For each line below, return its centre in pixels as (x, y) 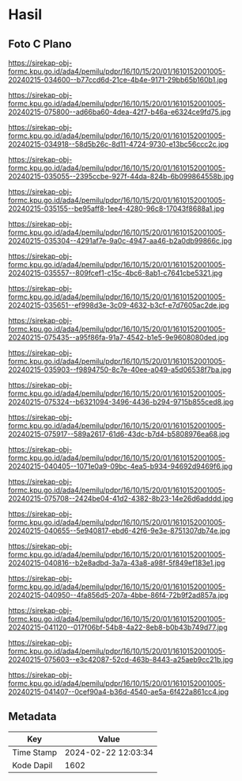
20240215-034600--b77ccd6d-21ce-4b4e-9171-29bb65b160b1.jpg (118, 80)
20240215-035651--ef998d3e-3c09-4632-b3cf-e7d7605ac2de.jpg (119, 305)
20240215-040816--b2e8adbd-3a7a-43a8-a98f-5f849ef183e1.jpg (117, 563)
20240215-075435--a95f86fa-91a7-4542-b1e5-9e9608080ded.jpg (119, 337)
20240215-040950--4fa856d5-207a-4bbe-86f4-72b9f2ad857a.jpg (119, 595)
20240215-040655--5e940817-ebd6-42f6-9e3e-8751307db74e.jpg (119, 530)
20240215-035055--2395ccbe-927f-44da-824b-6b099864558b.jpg (121, 176)
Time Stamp (35, 752)
